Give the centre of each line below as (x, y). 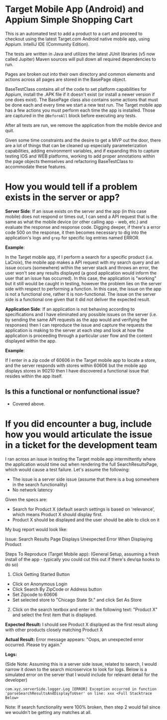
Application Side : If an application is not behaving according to (70, 309)
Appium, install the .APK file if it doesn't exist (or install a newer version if (80, 94)
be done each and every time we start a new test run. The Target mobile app (83, 105)
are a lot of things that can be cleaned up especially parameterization (76, 145)
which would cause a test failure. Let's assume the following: (68, 469)
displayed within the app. (31, 341)
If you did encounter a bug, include (79, 424)
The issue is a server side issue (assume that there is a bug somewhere (86, 479)
